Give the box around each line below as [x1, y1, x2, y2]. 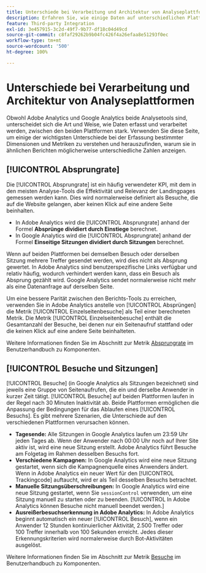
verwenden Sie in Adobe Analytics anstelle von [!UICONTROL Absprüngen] [6, 301, 196, 309]
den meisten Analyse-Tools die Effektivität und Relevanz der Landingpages [6, 187, 196, 194]
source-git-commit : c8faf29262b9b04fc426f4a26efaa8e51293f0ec [6, 32, 169, 38]
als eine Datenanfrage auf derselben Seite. [6, 283, 115, 290]
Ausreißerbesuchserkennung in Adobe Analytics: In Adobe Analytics [15, 509, 194, 516]
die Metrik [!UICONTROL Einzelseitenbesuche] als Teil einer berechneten [6, 307, 191, 315]
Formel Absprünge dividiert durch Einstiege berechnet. [15, 225, 158, 233]
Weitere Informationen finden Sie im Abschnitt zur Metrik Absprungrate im [6, 339, 194, 347]
